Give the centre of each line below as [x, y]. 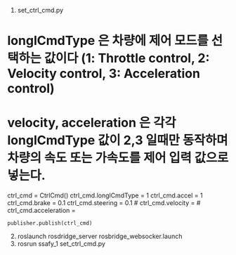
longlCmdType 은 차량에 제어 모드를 [108, 41]
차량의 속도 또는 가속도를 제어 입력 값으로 [118, 158]
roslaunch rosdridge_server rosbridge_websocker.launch [100, 236]
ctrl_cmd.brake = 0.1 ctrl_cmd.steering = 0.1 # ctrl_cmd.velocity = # [104, 203]
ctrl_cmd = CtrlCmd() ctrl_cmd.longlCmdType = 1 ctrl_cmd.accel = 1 [105, 195]
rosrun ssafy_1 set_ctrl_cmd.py [61, 244]
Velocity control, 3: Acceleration [104, 74]
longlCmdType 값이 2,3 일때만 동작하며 [118, 140]
